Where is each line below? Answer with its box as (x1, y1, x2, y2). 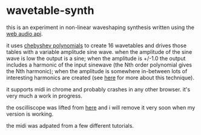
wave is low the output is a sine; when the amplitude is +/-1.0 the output (6, 54, 186, 62)
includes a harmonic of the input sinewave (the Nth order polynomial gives (6, 61, 193, 68)
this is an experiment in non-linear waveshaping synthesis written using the (6, 24, 195, 31)
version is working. (6, 110, 54, 117)
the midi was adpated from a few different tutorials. (6, 122, 134, 129)
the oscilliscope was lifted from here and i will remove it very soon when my (6, 104, 196, 111)
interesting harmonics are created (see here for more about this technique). (6, 74, 195, 81)
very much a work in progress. (6, 92, 83, 99)
